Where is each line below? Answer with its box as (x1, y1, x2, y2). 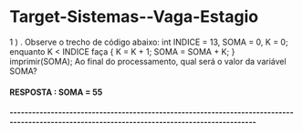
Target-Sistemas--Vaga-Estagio (9, 6, 258, 27)
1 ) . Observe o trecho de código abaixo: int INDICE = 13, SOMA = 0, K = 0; (9, 36, 289, 47)
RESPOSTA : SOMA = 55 (9, 87, 103, 97)
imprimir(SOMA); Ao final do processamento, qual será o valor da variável (9, 56, 287, 66)
